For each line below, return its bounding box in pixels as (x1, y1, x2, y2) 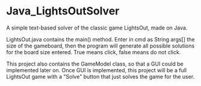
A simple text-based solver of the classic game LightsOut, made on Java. (6, 24, 188, 31)
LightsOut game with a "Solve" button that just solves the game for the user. (6, 73, 195, 80)
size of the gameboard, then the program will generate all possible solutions (6, 42, 195, 49)
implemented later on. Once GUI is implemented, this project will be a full (6, 66, 187, 73)
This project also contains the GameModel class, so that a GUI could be (6, 60, 184, 67)
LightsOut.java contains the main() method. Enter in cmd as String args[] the (6, 35, 195, 43)
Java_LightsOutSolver (6, 4, 120, 18)
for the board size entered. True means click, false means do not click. (6, 48, 181, 55)
